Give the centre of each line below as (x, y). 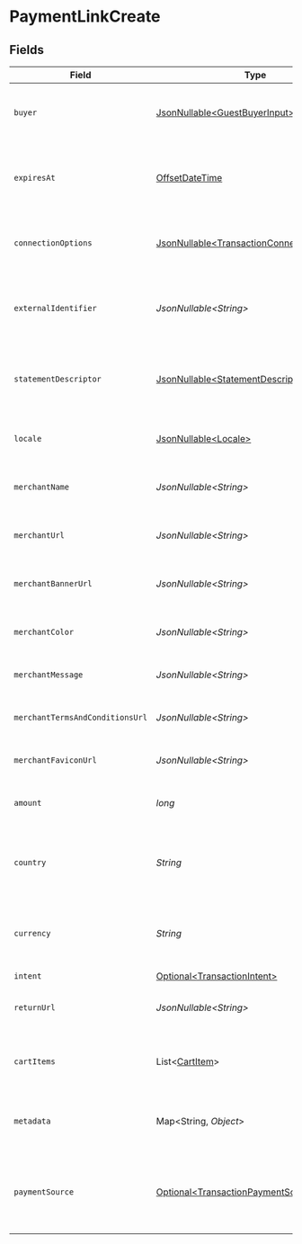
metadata (32, 1121)
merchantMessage (49, 675)
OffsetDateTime (189, 178)
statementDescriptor (58, 379)
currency (32, 933)
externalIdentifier (55, 308)
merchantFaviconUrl (55, 761)
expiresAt (35, 178)
